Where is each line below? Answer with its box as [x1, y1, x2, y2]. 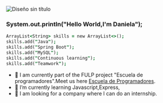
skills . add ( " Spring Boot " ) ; [6, 44, 75, 50]
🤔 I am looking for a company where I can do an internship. [14, 90, 157, 97]
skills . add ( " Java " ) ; [6, 39, 57, 45]
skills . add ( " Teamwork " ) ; [6, 60, 67, 67]
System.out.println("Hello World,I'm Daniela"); [6, 20, 142, 28]
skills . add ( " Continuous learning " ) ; [6, 55, 96, 61]
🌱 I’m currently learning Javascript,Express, [14, 84, 120, 91]
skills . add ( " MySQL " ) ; [6, 50, 59, 56]
